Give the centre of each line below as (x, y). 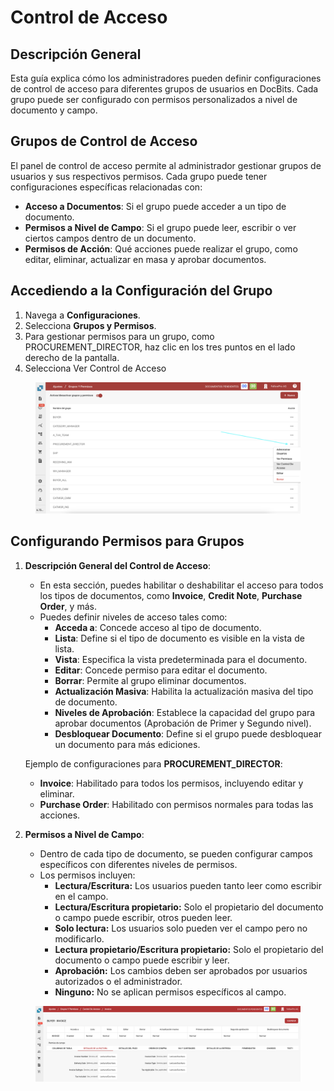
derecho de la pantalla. (72, 357)
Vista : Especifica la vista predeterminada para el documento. (181, 659)
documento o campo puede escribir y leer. (142, 960)
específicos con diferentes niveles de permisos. (138, 864)
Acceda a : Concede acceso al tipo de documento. (158, 627)
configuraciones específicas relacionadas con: (106, 187)
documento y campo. (54, 110)
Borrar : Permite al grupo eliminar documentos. (150, 680)
